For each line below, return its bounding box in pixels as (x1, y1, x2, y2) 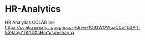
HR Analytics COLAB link (5, 19, 55, 25)
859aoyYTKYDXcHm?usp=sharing (5, 29, 75, 35)
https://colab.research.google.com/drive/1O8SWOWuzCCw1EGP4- (5, 24, 141, 30)
